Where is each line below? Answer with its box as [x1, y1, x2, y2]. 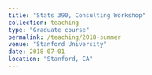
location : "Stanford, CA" [8, 55, 93, 63]
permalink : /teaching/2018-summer [8, 33, 122, 41]
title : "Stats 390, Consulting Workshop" [8, 11, 146, 20]
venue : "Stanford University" [8, 41, 108, 48]
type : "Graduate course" [8, 26, 90, 34]
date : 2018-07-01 [8, 48, 65, 55]
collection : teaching [8, 19, 80, 27]
